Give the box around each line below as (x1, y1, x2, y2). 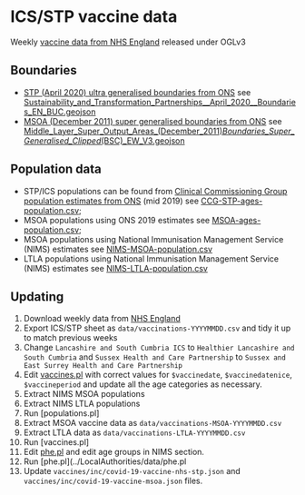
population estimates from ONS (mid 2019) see (23, 195, 199, 206)
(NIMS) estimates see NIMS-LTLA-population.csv (23, 262, 208, 273)
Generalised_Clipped (23, 134, 102, 146)
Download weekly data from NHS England (23, 313, 181, 324)
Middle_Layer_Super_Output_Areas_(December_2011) (23, 125, 223, 136)
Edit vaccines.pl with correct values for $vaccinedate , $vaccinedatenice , (23, 370, 293, 381)
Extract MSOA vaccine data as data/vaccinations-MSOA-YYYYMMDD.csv (23, 418, 282, 429)
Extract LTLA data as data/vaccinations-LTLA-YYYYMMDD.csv (23, 427, 246, 438)
